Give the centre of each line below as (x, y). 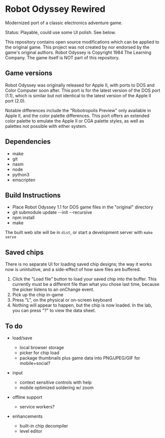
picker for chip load (39, 353)
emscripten (24, 180)
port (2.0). (16, 101)
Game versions (29, 73)
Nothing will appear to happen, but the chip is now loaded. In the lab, (82, 305)
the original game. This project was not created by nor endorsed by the (77, 47)
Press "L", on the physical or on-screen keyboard (62, 300)
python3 (21, 174)
